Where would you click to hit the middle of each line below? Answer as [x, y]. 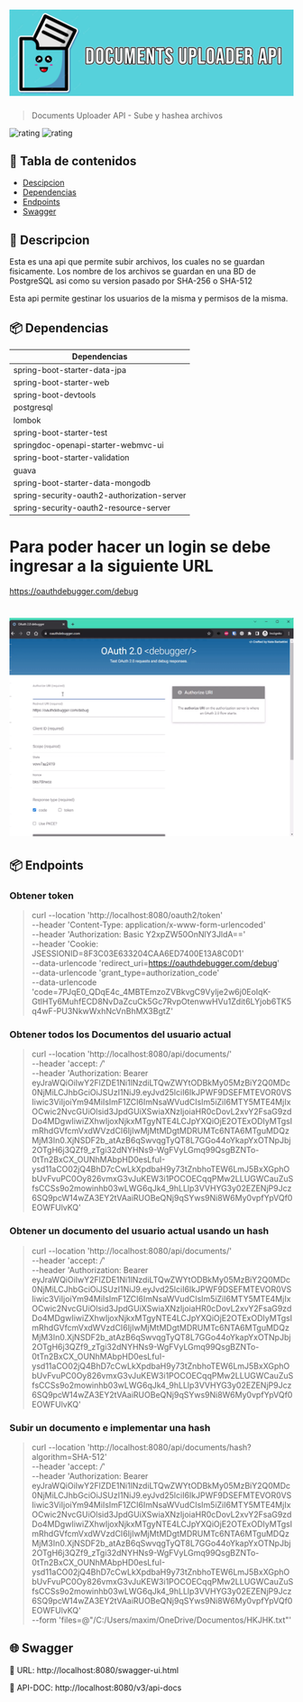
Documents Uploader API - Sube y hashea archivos [127, 115]
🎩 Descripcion [50, 240]
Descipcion [43, 183]
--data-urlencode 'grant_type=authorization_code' [125, 973]
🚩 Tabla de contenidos [73, 161]
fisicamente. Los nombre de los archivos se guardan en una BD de [133, 272]
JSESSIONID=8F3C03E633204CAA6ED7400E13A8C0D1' [138, 953]
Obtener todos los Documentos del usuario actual [120, 1035]
